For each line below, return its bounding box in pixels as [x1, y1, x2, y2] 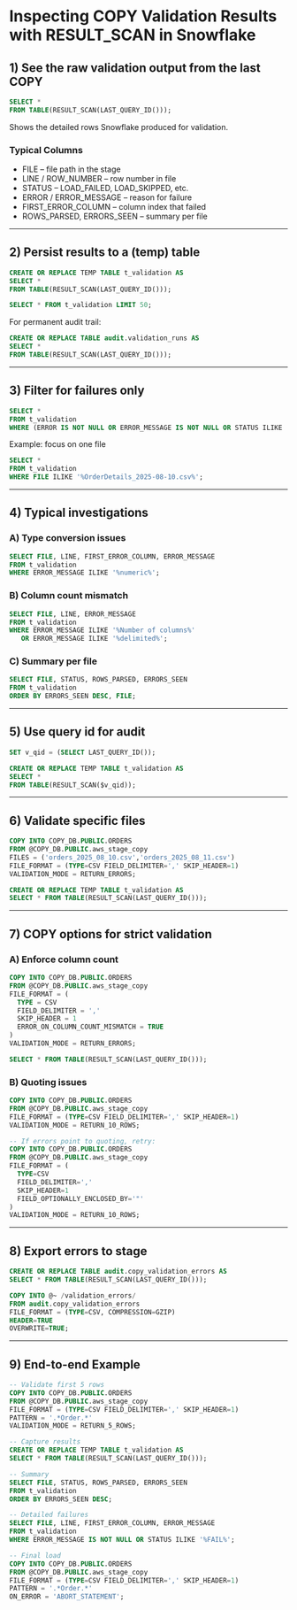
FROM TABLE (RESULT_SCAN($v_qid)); [9, 781, 137, 790]
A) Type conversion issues [9, 532, 126, 544]
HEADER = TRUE [9, 1316, 53, 1325]
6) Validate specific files [9, 813, 146, 828]
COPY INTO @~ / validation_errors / [9, 1290, 137, 1300]
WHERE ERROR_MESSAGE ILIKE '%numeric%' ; [9, 568, 161, 577]
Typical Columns [9, 143, 84, 156]
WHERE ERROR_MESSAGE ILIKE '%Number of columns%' [9, 626, 196, 635]
